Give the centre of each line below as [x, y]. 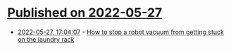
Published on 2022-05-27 [85, 13]
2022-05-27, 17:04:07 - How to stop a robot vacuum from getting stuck [120, 32]
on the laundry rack [46, 39]
